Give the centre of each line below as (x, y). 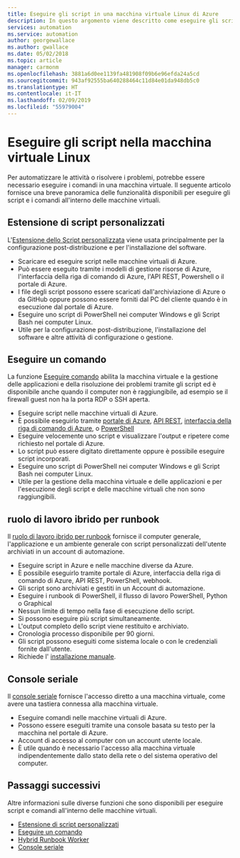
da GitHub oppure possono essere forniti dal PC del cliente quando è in (122, 299)
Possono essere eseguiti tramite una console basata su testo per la (116, 725)
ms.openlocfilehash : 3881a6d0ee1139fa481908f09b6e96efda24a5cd (104, 74)
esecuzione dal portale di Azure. (65, 306)
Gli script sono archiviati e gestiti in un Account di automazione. (111, 588)
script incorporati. (44, 459)
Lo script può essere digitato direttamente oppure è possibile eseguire (121, 452)
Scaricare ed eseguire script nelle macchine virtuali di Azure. (107, 261)
